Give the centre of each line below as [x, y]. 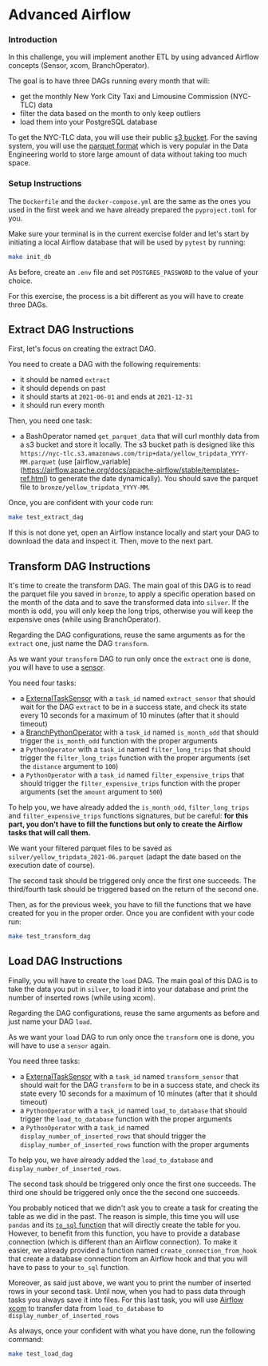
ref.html [32, 479]
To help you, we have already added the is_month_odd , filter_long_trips [129, 807]
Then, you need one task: [50, 420]
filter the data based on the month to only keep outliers [110, 114]
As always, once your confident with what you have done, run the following [132, 1330]
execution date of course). [52, 866]
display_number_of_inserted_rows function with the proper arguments [134, 1144]
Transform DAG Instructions [80, 566]
